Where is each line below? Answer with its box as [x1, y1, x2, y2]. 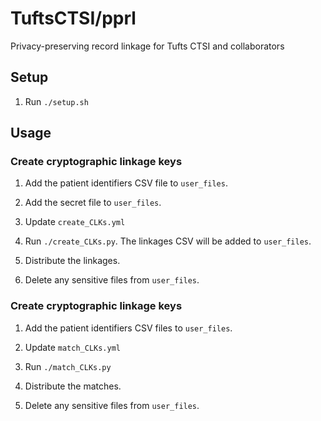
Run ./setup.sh [24, 95, 89, 107]
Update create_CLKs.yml [24, 216, 126, 228]
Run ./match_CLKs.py [24, 360, 112, 372]
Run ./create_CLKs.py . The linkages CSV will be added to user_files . [24, 235, 312, 247]
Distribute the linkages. [24, 255, 121, 267]
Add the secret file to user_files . [24, 197, 162, 209]
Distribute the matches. [24, 380, 122, 392]
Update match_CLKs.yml [24, 341, 121, 353]
